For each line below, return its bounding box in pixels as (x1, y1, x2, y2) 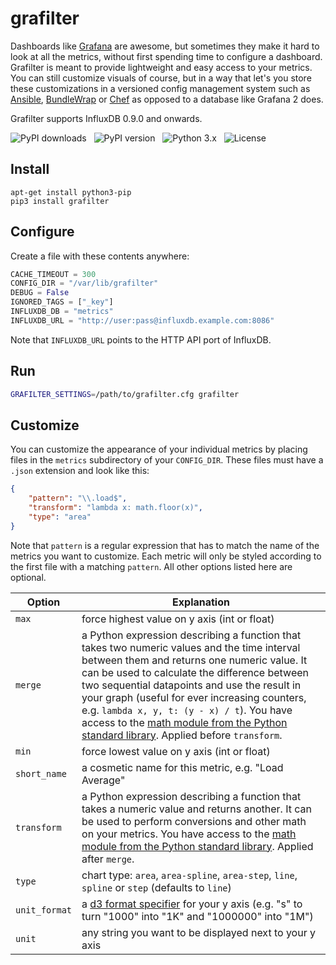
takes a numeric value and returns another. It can (81, 802, 312, 816)
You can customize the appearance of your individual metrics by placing (10, 443, 308, 456)
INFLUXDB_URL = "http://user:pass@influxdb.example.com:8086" (10, 315, 275, 326)
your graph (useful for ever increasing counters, (81, 690, 307, 704)
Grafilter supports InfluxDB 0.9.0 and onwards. (10, 112, 203, 124)
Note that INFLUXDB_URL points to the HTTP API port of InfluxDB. (10, 333, 272, 346)
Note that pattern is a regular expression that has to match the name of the (10, 539, 320, 551)
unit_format (15, 904, 73, 916)
